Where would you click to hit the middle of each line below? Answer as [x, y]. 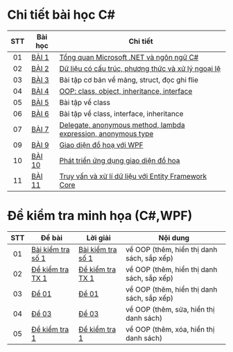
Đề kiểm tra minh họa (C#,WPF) [100, 216]
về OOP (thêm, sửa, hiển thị [170, 309]
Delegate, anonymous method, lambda [122, 125]
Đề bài [52, 237]
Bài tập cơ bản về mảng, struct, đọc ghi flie [129, 80]
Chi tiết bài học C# [61, 15]
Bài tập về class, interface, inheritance [121, 113]
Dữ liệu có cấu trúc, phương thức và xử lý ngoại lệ [140, 68]
